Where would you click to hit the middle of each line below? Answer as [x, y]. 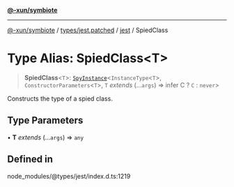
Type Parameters [45, 120]
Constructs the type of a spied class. [60, 98]
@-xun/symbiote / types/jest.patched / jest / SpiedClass [88, 30]
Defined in [30, 159]
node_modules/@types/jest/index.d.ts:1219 [69, 176]
